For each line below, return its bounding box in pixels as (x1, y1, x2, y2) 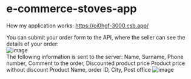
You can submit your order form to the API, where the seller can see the (6, 33, 186, 41)
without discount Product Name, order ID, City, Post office (6, 66, 152, 73)
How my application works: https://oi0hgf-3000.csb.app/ (6, 22, 149, 29)
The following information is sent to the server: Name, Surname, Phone (6, 53, 184, 60)
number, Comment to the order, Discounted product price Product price (6, 60, 186, 67)
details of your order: (6, 40, 59, 47)
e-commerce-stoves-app (6, 2, 137, 16)
